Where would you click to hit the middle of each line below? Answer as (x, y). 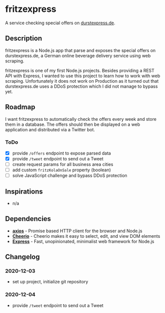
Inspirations (24, 191)
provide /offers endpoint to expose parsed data (62, 153)
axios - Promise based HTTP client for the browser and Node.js (77, 231)
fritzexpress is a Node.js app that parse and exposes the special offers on (81, 50)
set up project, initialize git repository (50, 282)
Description (24, 38)
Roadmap (20, 107)
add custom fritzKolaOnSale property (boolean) (62, 170)
